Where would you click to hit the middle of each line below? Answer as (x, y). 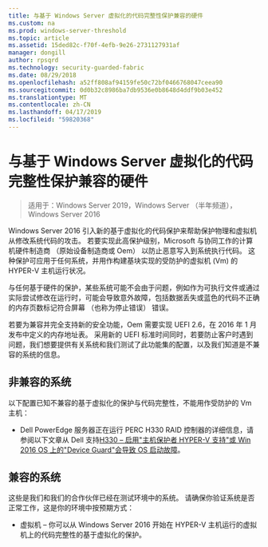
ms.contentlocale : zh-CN (49, 105)
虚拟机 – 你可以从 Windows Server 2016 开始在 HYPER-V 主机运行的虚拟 (138, 525)
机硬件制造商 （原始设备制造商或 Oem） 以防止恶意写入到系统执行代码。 (127, 250)
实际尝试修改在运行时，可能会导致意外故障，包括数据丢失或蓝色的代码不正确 (134, 297)
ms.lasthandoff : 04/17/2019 (55, 113)
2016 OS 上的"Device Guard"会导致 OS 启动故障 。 (102, 450)
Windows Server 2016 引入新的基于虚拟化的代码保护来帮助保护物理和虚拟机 (133, 230)
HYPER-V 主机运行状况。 (49, 270)
